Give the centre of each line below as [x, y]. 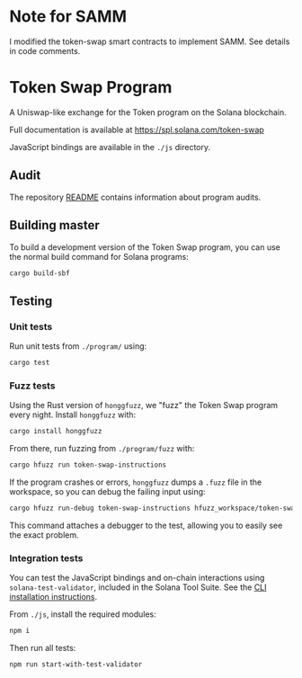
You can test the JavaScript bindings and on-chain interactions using [137, 578]
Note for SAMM [68, 17]
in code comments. [45, 50]
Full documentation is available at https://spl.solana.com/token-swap [137, 129]
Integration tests [46, 558]
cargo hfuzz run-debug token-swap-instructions [100, 508]
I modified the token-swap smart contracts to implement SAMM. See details [150, 41]
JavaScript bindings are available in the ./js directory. [110, 147]
